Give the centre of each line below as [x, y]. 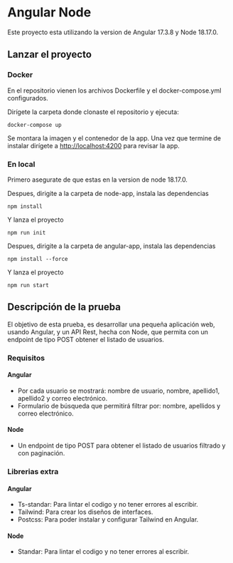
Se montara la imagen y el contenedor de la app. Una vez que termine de [114, 138]
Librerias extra [33, 471]
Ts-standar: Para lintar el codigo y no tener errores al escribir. [108, 505]
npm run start [28, 285]
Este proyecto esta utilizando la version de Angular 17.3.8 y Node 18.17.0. [113, 32]
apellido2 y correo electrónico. [63, 398]
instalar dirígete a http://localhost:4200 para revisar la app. [93, 145]
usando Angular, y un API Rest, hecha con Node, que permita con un [108, 331]
